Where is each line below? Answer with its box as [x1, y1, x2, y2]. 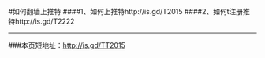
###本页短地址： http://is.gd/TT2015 [8, 41, 126, 49]
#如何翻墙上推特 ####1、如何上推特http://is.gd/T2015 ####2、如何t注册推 [8, 7, 251, 16]
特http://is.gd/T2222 [8, 16, 75, 26]
